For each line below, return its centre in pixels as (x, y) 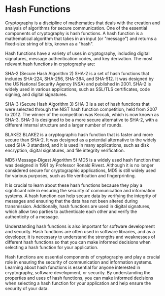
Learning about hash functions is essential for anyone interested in (73, 267)
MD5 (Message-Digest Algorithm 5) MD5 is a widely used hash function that (82, 160)
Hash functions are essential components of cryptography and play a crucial (83, 257)
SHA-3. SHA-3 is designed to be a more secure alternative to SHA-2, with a (82, 120)
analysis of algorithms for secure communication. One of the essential (76, 28)
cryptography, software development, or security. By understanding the (78, 272)
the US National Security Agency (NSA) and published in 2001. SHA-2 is (78, 84)
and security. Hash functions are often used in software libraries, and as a (80, 231)
